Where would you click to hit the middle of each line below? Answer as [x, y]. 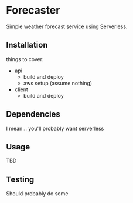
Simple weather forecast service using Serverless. [67, 26]
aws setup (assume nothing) [58, 83]
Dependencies [33, 114]
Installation [27, 45]
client [21, 89]
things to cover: [25, 59]
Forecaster [33, 10]
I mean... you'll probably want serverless [55, 128]
